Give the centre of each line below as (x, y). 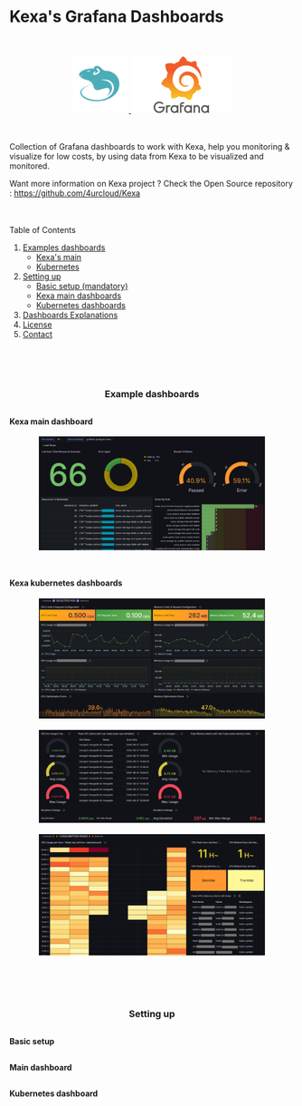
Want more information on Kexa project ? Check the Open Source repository (151, 183)
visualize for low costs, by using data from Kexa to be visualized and (137, 156)
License (37, 325)
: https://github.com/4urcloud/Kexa (75, 193)
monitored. (29, 166)
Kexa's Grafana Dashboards (117, 17)
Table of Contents (43, 229)
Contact (37, 334)
